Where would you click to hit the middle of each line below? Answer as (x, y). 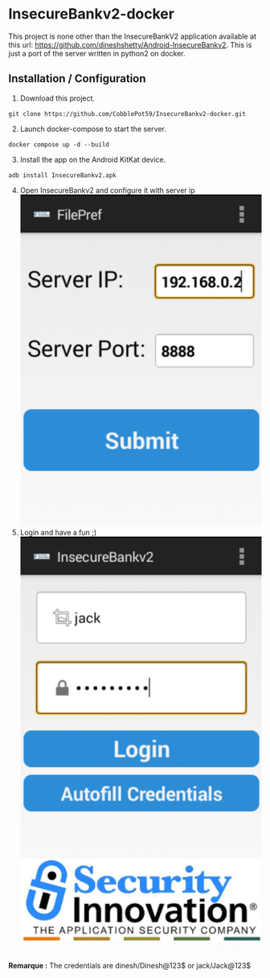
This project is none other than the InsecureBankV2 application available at (133, 36)
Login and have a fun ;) (58, 533)
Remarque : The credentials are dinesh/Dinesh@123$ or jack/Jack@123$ (130, 965)
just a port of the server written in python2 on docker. (97, 53)
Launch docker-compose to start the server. (93, 129)
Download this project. (57, 98)
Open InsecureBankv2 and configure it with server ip (107, 190)
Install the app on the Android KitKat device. (93, 159)
